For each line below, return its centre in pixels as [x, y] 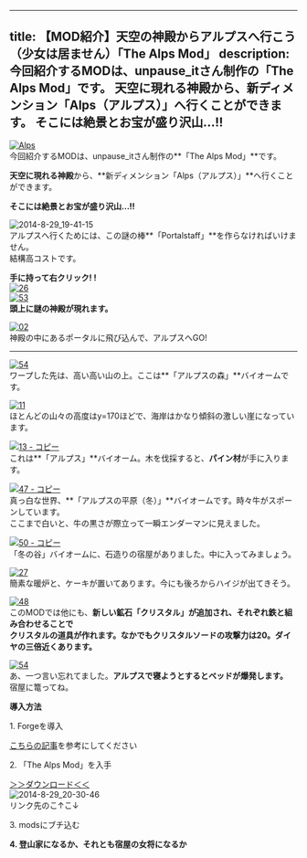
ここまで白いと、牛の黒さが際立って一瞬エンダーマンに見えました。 [137, 523]
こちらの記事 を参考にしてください [74, 745]
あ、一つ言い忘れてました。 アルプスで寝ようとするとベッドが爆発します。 [148, 675]
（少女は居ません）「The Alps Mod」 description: [150, 54]
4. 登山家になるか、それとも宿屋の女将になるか [98, 844]
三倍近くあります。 [61, 646]
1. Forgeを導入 [37, 726]
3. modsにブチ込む [45, 824]
